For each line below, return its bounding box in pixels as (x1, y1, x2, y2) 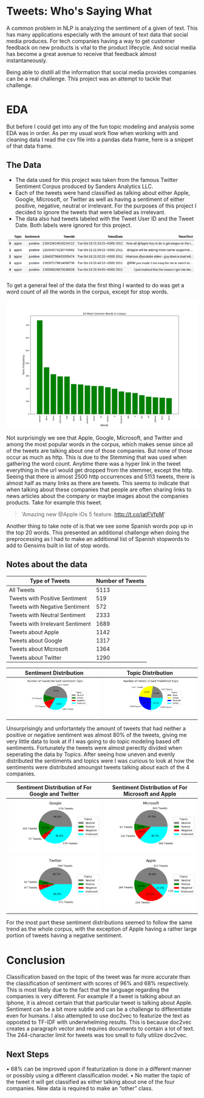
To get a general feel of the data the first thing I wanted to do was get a (6, 282, 185, 289)
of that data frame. (6, 142, 53, 150)
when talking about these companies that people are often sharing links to (6, 486, 192, 494)
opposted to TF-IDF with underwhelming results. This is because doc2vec (6, 1018, 192, 1026)
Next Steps (6, 1049, 49, 1060)
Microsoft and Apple (123, 790, 177, 797)
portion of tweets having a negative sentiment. (6, 932, 123, 939)
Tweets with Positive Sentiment (8, 595, 87, 602)
